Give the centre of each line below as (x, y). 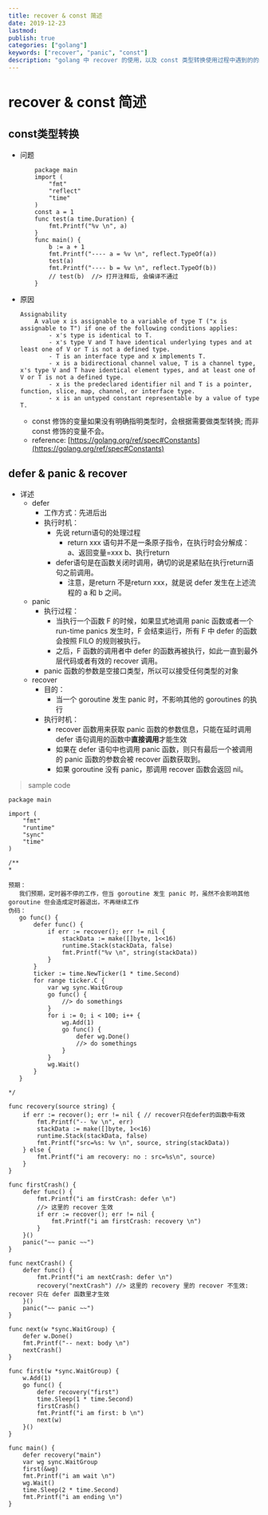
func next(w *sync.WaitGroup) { (62, 1329)
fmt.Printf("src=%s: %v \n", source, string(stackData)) (133, 1143)
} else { (37, 1150)
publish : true (32, 38)
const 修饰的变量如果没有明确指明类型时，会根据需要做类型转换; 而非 (145, 421)
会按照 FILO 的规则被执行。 (100, 641)
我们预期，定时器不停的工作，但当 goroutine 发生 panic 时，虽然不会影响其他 (134, 893)
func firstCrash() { (43, 1185)
